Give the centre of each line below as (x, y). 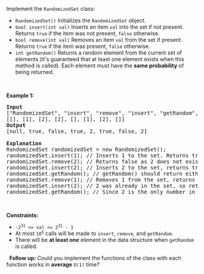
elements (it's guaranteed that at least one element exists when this (100, 59)
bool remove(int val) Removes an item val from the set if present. (99, 40)
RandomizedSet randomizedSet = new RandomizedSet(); (87, 149)
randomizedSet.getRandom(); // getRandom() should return (94, 174)
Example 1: (20, 95)
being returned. (35, 72)
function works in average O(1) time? (53, 264)
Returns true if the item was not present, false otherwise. (87, 33)
